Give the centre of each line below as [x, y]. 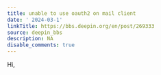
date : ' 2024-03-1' [35, 20]
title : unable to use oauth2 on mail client [72, 13]
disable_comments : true [41, 45]
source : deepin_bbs [35, 32]
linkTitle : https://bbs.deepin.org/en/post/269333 [81, 26]
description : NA [30, 39]
